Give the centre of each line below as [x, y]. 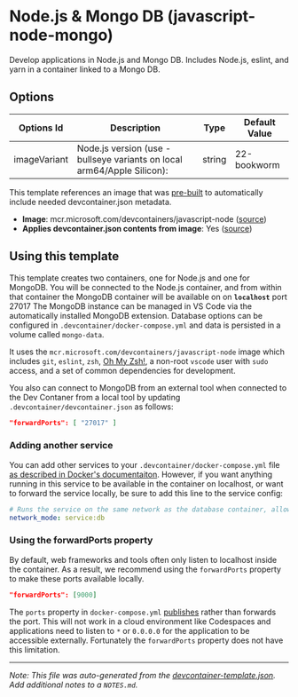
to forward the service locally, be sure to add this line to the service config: [146, 493]
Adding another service [61, 446]
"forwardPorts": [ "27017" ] [63, 423]
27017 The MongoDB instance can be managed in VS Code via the [131, 306]
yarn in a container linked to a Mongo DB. [85, 69]
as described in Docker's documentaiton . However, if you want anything [141, 474]
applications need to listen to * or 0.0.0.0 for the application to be [129, 630]
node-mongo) [61, 35]
